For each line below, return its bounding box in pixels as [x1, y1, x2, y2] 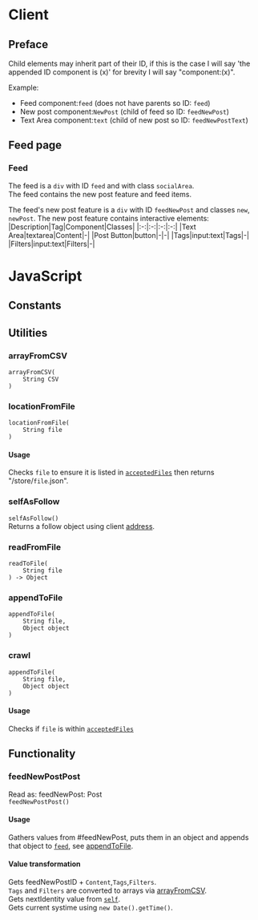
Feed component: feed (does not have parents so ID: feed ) [19, 99, 211, 107]
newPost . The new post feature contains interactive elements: [8, 213, 210, 223]
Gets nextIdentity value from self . [8, 894, 121, 903]
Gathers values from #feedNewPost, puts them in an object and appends [8, 832, 249, 842]
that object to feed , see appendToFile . [8, 841, 134, 850]
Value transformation [8, 859, 82, 869]
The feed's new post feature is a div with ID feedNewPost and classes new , [8, 204, 250, 214]
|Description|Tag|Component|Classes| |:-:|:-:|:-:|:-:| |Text [8, 222, 196, 232]
